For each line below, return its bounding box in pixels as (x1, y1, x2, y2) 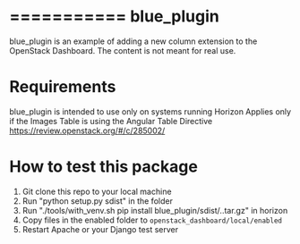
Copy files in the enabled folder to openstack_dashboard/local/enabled (21, 215, 282, 225)
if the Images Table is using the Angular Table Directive (9, 115, 213, 126)
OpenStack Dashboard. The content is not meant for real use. (9, 45, 236, 55)
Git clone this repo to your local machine (21, 186, 172, 197)
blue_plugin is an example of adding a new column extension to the (9, 36, 258, 46)
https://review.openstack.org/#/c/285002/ (9, 125, 166, 136)
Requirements (9, 77, 116, 97)
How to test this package (9, 156, 199, 177)
